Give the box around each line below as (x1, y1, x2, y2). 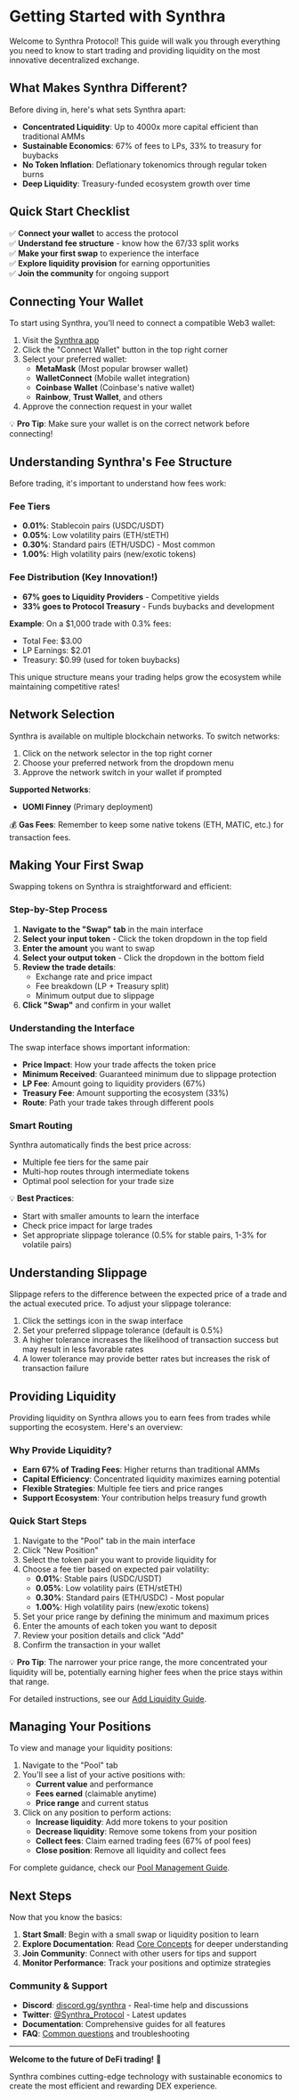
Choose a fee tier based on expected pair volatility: (21, 1564, 210, 1574)
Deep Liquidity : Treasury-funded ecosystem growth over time (21, 178, 251, 189)
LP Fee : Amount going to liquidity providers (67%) (21, 1078, 206, 1089)
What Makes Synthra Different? (9, 80, 188, 95)
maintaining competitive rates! (9, 681, 120, 691)
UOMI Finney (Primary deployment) (21, 801, 154, 812)
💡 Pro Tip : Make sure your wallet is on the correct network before (9, 419, 250, 429)
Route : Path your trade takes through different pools (21, 1098, 214, 1107)
